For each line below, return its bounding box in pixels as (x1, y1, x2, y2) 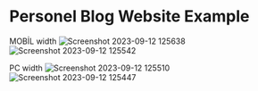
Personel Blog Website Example (9, 6, 250, 27)
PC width (9, 62, 43, 73)
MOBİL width (9, 36, 57, 46)
